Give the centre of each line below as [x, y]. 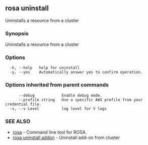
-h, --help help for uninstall [45, 68]
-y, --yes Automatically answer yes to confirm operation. [76, 72]
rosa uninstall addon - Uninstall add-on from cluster [66, 137]
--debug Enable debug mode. [60, 95]
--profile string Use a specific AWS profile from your [81, 100]
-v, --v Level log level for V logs [58, 108]
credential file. [23, 104]
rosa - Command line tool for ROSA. [50, 132]
